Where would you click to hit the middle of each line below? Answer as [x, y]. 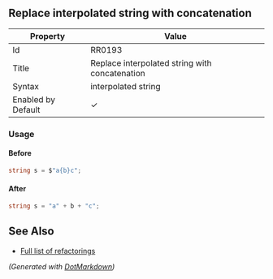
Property [48, 36]
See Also [31, 232]
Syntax [26, 86]
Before [20, 153]
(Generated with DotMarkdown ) [62, 266]
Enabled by [34, 99]
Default [26, 109]
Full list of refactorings [58, 251]
